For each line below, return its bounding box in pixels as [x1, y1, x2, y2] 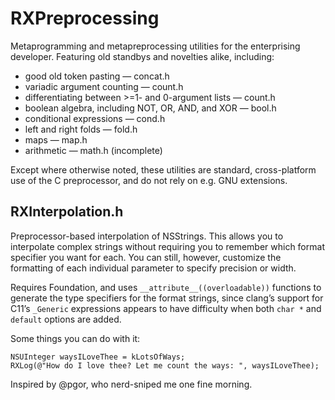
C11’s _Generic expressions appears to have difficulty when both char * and [10, 302, 322, 314]
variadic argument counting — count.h [24, 80, 184, 92]
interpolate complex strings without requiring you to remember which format [10, 240, 325, 252]
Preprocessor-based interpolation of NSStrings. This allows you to [10, 230, 284, 242]
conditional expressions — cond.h [24, 112, 166, 124]
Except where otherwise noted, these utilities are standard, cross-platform [10, 163, 317, 176]
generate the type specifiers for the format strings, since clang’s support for [10, 292, 324, 304]
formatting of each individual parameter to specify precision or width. [10, 262, 297, 274]
